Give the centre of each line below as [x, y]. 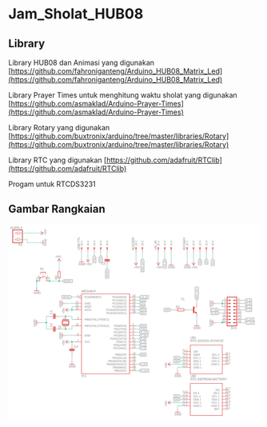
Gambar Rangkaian [57, 209]
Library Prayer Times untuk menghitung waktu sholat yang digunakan [123, 95]
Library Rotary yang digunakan [59, 128]
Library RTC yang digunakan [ [58, 160]
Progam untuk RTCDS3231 [52, 184]
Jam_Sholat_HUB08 [76, 14]
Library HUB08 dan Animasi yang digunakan [81, 62]
